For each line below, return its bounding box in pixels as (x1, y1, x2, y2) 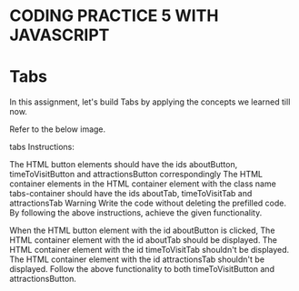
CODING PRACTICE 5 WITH (9, 5, 219, 26)
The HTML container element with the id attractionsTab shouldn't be (9, 254, 265, 265)
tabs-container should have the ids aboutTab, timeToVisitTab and (9, 188, 253, 199)
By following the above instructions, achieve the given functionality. (9, 207, 263, 218)
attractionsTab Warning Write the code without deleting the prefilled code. (9, 197, 286, 209)
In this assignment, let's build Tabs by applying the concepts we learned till (9, 96, 291, 107)
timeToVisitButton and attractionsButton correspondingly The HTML (9, 169, 264, 180)
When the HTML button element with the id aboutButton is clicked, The (9, 225, 275, 236)
